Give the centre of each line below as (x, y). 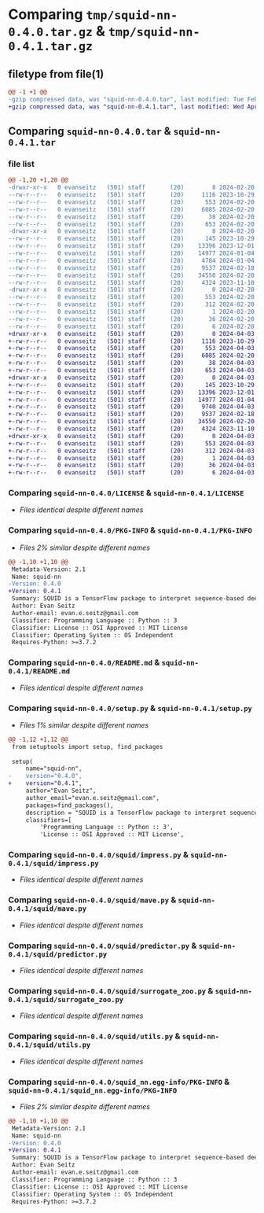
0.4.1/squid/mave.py (48, 909)
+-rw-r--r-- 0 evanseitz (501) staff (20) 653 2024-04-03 (132, 371)
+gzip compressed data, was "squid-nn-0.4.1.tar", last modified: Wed (126, 107)
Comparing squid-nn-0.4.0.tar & (90, 131)
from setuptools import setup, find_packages (87, 747)
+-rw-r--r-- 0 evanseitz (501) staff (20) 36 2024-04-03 (132, 466)
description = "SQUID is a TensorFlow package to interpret (126, 813)
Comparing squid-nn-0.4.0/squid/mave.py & (92, 900)
